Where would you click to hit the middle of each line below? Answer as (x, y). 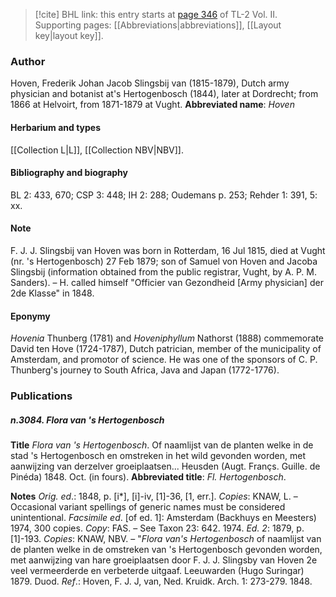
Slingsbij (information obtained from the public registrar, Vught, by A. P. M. (163, 271)
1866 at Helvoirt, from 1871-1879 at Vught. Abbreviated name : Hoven (152, 105)
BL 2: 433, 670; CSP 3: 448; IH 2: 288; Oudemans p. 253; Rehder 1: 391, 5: (164, 195)
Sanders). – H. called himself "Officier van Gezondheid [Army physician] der (167, 282)
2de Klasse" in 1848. (52, 293)
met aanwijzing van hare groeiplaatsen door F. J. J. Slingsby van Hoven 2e (164, 560)
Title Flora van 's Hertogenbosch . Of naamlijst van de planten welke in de (162, 445)
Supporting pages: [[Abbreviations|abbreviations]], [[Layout (158, 25)
